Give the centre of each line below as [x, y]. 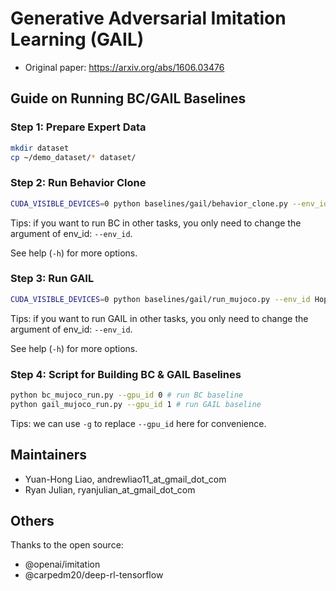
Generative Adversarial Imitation [148, 18]
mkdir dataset [40, 148]
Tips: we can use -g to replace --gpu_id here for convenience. [138, 423]
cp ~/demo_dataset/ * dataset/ [73, 157]
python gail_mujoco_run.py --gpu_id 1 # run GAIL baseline [136, 404]
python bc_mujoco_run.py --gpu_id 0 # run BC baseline [127, 395]
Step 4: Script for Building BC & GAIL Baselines [126, 374]
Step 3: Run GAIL [52, 279]
